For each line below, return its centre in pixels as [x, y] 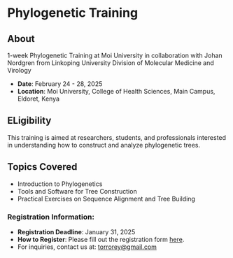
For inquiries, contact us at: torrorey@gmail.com [87, 247]
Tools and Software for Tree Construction [77, 191]
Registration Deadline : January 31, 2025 [76, 231]
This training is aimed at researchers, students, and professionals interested [116, 137]
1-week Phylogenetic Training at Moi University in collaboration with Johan [115, 55]
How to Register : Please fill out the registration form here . [101, 239]
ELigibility [29, 121]
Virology [19, 70]
